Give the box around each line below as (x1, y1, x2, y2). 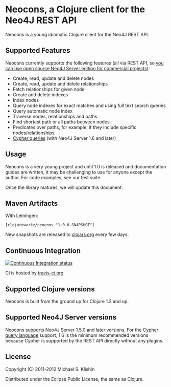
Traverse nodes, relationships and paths (12, 113, 97, 119)
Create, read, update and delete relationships (12, 80, 108, 87)
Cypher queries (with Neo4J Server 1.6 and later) (12, 135, 116, 141)
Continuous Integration (5, 246, 81, 255)
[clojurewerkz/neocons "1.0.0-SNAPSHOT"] (5, 223, 95, 228)
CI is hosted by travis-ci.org (5, 270, 64, 276)
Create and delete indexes (12, 91, 68, 98)
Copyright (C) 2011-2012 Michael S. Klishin (5, 366, 95, 372)
